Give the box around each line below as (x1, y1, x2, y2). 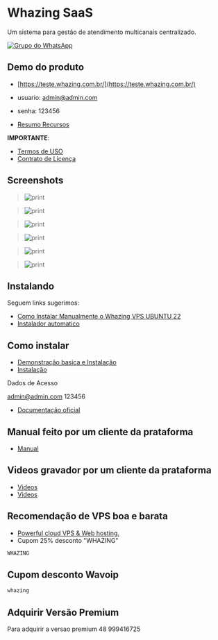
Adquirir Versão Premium (7, 606, 119, 618)
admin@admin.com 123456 (7, 392, 85, 401)
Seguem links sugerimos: (7, 298, 80, 307)
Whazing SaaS (7, 5, 94, 21)
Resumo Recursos (17, 120, 69, 128)
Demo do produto (7, 61, 85, 74)
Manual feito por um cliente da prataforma (7, 426, 194, 438)
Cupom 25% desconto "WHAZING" (17, 536, 119, 544)
